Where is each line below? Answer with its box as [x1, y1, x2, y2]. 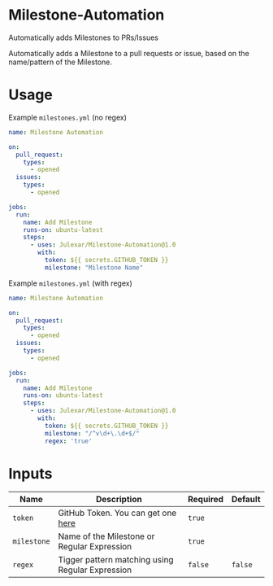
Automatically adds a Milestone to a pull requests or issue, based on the [8, 48, 249, 58]
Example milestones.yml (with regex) [8, 278, 132, 288]
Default [231, 494, 261, 505]
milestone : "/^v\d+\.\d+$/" [44, 429, 140, 437]
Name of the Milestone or [58, 531, 155, 542]
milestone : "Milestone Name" [44, 263, 144, 272]
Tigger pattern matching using [58, 554, 174, 566]
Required [188, 494, 224, 505]
